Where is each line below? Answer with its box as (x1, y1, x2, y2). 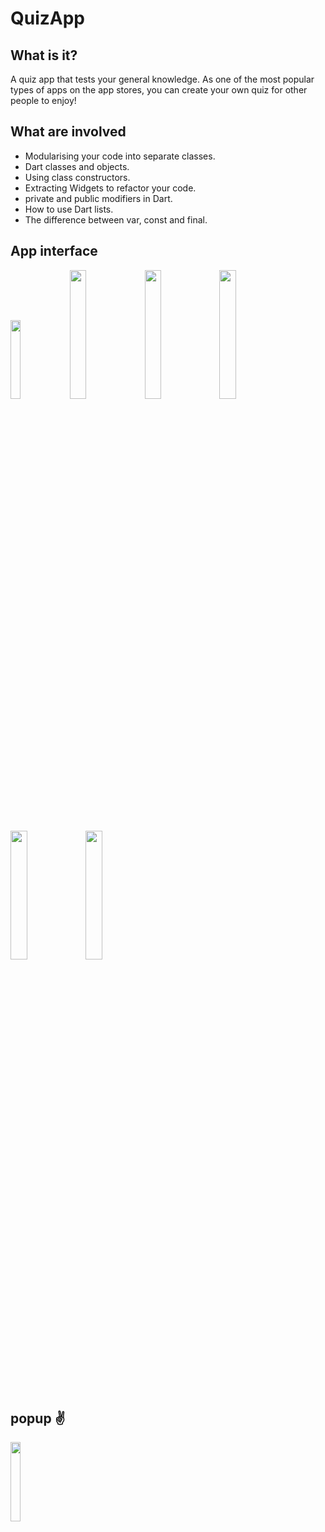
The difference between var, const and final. (24, 213, 208, 226)
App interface (10, 243, 98, 260)
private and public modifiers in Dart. (24, 192, 173, 204)
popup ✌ (10, 1410, 66, 1427)
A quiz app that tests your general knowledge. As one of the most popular (10, 73, 315, 85)
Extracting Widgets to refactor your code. (24, 182, 197, 194)
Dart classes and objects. (24, 160, 130, 172)
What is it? (10, 47, 78, 64)
